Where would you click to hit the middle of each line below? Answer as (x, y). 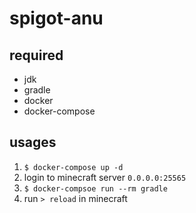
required (36, 55)
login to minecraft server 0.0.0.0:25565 (105, 177)
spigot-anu (56, 18)
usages (33, 142)
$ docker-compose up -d (73, 167)
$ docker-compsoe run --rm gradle (95, 188)
